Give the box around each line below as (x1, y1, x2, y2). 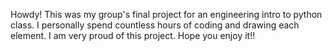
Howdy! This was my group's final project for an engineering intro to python (10, 9, 323, 20)
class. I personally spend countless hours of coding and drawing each (10, 19, 300, 31)
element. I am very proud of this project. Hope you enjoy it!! (10, 30, 256, 41)
